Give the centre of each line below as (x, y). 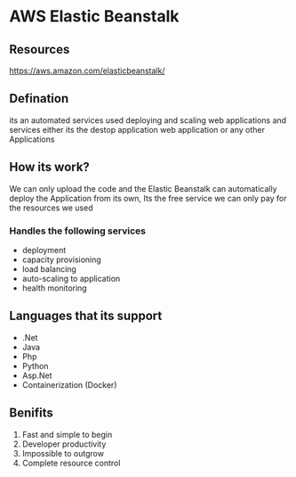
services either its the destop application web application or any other (137, 129)
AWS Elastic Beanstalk (94, 16)
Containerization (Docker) (69, 384)
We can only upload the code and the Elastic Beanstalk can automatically (143, 188)
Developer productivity (64, 444)
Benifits (31, 413)
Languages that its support (86, 316)
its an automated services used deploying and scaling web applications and (148, 120)
